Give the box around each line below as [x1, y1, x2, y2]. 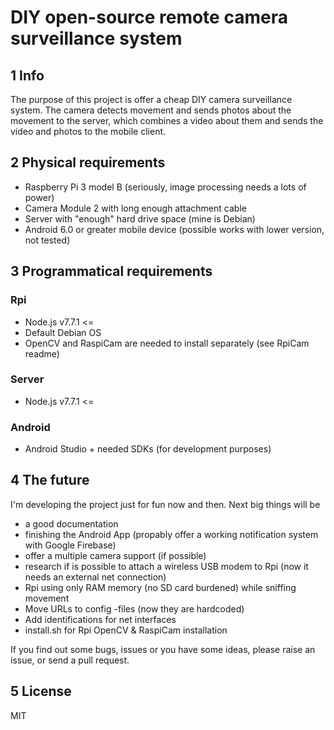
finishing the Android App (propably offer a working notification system [24, 528, 319, 540]
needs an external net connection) [24, 571, 167, 583]
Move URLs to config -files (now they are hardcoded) [24, 602, 245, 615]
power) [24, 191, 55, 203]
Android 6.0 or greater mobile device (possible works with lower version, [24, 223, 325, 235]
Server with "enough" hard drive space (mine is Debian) [24, 212, 256, 225]
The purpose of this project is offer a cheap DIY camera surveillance [10, 94, 293, 105]
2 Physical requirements [10, 154, 166, 171]
